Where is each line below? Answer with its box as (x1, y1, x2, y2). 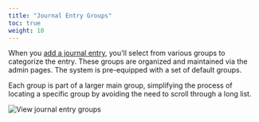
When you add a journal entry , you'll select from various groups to (8, 49, 226, 58)
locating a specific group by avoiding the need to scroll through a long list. (8, 89, 252, 99)
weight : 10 (8, 26, 45, 34)
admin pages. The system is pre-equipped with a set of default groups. (8, 65, 242, 75)
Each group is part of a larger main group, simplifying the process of (8, 81, 233, 90)
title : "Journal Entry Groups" (8, 11, 112, 20)
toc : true (8, 19, 41, 27)
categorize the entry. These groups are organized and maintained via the (8, 57, 248, 66)
